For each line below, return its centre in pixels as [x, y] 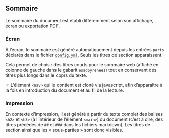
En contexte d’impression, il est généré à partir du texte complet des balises [84, 114]
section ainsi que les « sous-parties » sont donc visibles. [64, 130]
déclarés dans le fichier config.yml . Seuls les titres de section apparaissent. [84, 55]
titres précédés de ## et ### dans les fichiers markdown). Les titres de [78, 125]
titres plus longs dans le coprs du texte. [46, 75]
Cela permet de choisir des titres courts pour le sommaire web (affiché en [82, 65]
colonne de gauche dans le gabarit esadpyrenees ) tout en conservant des [81, 70]
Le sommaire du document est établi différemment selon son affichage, [79, 20]
